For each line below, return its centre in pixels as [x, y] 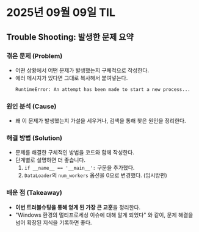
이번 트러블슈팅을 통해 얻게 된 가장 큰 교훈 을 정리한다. [78, 207]
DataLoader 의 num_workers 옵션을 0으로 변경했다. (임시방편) [96, 175]
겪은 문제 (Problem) [34, 56]
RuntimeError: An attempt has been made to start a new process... [103, 89]
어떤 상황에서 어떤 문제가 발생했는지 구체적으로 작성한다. [82, 70]
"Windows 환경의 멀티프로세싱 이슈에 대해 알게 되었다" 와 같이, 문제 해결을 [104, 215]
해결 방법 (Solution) [34, 138]
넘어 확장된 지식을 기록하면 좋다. [53, 222]
